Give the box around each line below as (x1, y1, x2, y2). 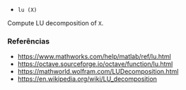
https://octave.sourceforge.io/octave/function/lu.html (17, 60, 173, 68)
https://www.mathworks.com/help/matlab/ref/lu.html (17, 52, 171, 61)
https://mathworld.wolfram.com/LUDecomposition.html (17, 67, 179, 76)
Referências (7, 36, 50, 46)
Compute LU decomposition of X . (7, 19, 104, 27)
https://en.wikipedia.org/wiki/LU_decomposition (17, 75, 158, 83)
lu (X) (17, 6, 37, 13)
